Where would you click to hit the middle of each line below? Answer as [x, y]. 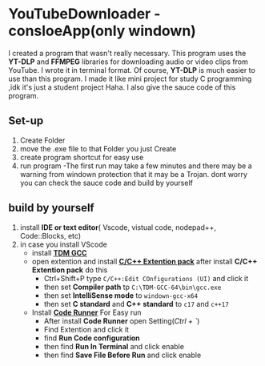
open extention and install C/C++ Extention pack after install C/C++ [145, 261]
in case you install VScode [64, 244]
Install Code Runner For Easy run [86, 312]
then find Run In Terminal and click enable [114, 346]
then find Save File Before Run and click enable [122, 355]
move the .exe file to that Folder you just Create [98, 148]
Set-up [26, 121]
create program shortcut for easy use [82, 157]
